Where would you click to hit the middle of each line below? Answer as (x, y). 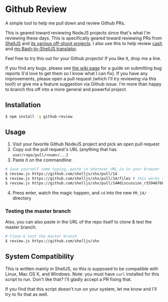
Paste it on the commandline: (42, 160)
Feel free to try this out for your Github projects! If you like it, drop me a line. (83, 58)
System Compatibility (39, 257)
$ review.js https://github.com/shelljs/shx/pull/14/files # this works (82, 178)
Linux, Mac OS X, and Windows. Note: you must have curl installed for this (82, 274)
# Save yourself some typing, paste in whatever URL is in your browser (82, 169)
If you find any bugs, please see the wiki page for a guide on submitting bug (83, 68)
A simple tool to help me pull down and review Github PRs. (65, 23)
